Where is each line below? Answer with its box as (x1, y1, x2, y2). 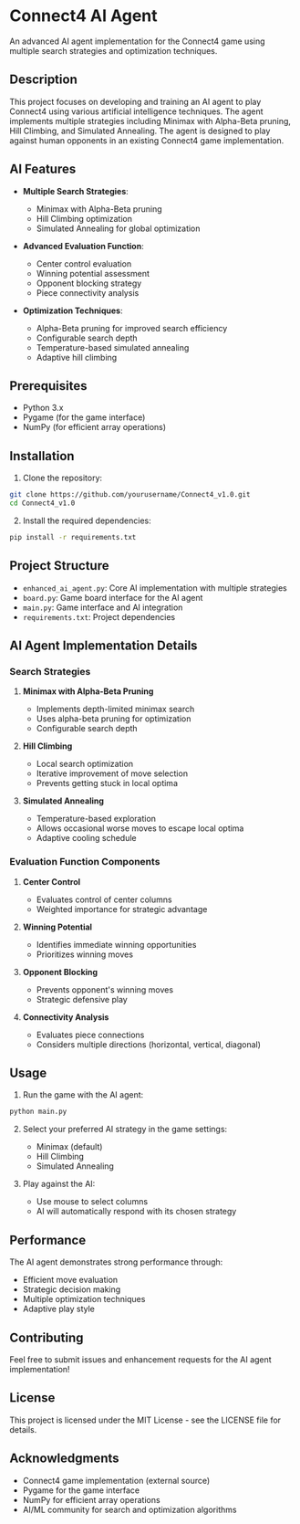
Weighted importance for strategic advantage (36, 903, 208, 914)
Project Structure (9, 558, 109, 573)
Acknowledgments (9, 1451, 120, 1466)
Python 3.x (22, 403, 64, 414)
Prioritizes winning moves (36, 949, 134, 960)
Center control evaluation (36, 258, 132, 269)
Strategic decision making (22, 1284, 121, 1295)
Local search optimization (36, 759, 134, 770)
